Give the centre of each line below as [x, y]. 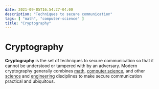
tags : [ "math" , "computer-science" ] [45, 18]
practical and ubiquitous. [30, 81]
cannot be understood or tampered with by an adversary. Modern [71, 66]
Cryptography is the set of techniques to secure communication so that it [79, 61]
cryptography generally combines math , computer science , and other [75, 71]
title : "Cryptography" [28, 23]
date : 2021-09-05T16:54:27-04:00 [39, 9]
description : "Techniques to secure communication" [59, 14]
